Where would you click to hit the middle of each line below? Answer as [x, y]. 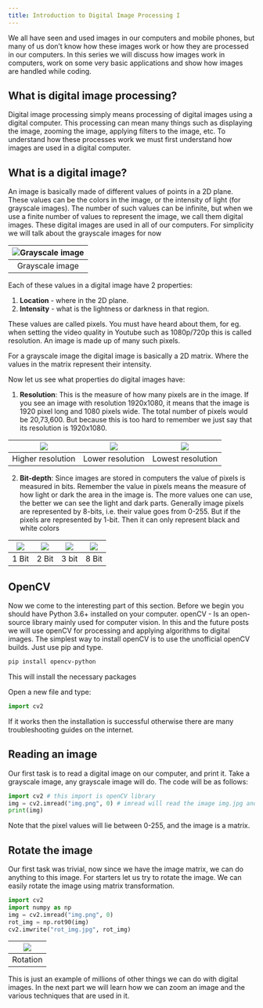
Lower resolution [114, 458]
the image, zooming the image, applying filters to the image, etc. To [117, 131]
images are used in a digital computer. [70, 148]
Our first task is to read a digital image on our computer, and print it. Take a [129, 773]
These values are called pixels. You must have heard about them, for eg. [124, 324]
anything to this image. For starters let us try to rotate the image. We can [125, 878]
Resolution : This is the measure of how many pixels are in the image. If [134, 395]
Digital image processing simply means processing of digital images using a [130, 115]
